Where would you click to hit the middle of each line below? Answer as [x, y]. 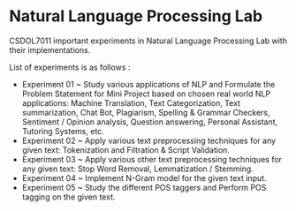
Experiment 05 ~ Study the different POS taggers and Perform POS [144, 187]
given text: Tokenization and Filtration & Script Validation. [125, 150]
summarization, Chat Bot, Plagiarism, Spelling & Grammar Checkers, [146, 112]
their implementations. [50, 49]
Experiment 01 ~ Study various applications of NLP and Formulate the [148, 84]
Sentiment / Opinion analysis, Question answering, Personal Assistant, [150, 122]
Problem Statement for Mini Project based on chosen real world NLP [146, 94]
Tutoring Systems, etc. [63, 131]
